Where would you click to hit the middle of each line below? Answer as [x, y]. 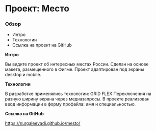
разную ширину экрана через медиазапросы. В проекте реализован [77, 99]
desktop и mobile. [23, 75]
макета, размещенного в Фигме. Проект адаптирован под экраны [75, 69]
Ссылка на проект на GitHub [42, 45]
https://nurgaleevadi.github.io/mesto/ [43, 123]
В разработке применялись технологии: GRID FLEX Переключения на [78, 94]
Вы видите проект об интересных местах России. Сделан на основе [77, 64]
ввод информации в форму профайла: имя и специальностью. [70, 104]
